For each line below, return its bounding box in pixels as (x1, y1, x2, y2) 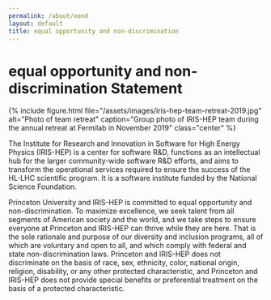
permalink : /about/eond (8, 11, 89, 20)
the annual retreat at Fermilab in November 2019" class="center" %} (8, 123, 237, 133)
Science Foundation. (8, 182, 77, 191)
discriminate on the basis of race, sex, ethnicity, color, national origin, (8, 258, 240, 268)
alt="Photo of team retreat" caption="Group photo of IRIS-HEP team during (8, 114, 259, 124)
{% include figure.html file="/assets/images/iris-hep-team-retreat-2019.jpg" (8, 106, 262, 116)
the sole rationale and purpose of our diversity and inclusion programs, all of (8, 232, 264, 242)
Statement (110, 79, 183, 97)
